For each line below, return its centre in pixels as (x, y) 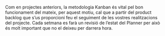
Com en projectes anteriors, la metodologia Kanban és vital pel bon (74, 7)
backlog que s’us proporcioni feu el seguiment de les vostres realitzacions (82, 18)
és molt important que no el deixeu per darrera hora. (59, 28)
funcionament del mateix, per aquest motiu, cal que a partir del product (79, 12)
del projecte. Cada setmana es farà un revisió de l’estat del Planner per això (83, 23)
